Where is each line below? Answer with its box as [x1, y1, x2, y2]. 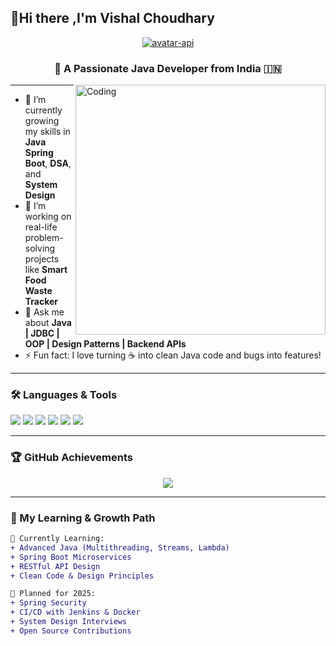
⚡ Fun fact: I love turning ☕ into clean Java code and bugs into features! [24, 349, 322, 361]
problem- [24, 232, 64, 244]
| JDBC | [24, 327, 60, 340]
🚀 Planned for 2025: [10, 589, 97, 599]
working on [24, 211, 72, 223]
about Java [24, 317, 72, 329]
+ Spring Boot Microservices [10, 552, 132, 562]
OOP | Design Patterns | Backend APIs [24, 338, 187, 350]
